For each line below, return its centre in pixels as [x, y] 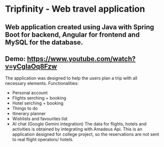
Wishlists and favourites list [40, 119]
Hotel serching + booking [38, 103]
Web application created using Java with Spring [80, 27]
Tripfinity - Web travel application [75, 9]
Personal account [30, 93]
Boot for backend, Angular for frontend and [72, 34]
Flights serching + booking [39, 98]
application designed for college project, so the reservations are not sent [85, 134]
